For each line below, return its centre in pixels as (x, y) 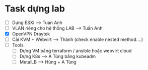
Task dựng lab (35, 9)
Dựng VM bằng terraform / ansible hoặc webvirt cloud (76, 51)
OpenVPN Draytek (31, 34)
